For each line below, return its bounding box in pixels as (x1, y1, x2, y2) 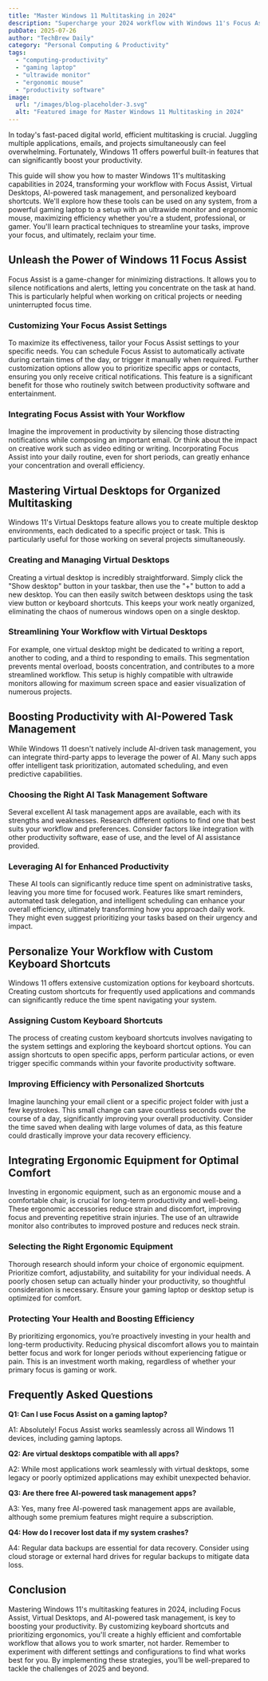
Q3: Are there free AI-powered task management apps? (8, 1488, 197, 1498)
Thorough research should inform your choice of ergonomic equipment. (8, 1259, 245, 1269)
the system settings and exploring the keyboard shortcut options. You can (8, 1042, 251, 1052)
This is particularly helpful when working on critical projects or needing (8, 291, 242, 301)
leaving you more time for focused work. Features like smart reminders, (8, 887, 243, 898)
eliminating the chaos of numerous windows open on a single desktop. (8, 606, 241, 616)
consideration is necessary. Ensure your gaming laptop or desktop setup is (8, 1284, 254, 1294)
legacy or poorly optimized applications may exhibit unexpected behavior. (8, 1473, 251, 1482)
